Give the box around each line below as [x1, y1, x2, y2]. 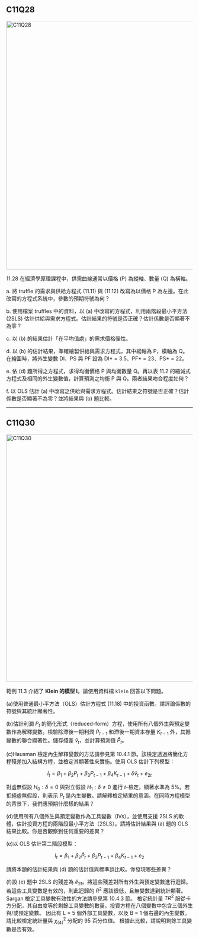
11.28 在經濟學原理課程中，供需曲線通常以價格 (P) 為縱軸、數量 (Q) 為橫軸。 [6, 275, 191, 282]
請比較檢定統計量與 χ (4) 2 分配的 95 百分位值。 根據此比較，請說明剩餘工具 [6, 916, 187, 926]
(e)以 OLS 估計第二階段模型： [6, 840, 78, 847]
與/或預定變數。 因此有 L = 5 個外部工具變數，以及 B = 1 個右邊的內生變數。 [6, 910, 191, 917]
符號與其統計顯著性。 [6, 707, 58, 715]
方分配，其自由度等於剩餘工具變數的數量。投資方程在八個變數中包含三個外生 [6, 902, 193, 909]
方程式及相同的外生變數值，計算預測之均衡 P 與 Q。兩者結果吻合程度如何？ [6, 374, 190, 382]
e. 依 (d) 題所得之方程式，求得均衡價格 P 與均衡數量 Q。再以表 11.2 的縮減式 [6, 367, 191, 374]
